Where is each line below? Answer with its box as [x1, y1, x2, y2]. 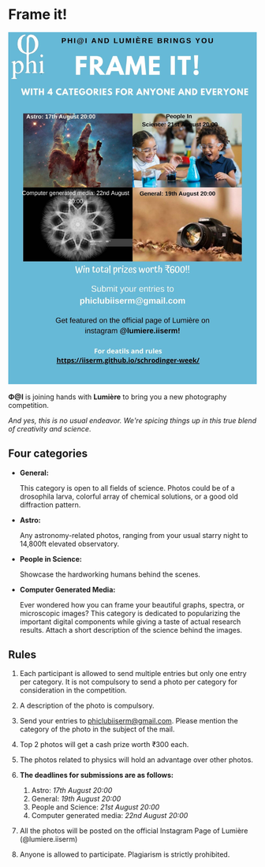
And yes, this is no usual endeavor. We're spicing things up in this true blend [8, 416, 257, 425]
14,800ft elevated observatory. [19, 539, 120, 548]
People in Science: [19, 554, 83, 563]
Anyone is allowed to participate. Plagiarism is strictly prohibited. [19, 850, 230, 859]
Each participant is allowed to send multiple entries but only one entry [19, 669, 247, 678]
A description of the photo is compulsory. [19, 701, 155, 711]
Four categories [8, 447, 88, 461]
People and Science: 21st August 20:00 [31, 802, 160, 812]
